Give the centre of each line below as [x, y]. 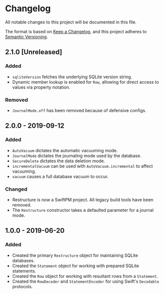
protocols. [22, 286]
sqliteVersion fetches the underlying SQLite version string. [72, 77]
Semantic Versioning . [26, 37]
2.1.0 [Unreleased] [34, 52]
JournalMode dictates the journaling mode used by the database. [77, 156]
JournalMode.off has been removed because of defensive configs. [79, 110]
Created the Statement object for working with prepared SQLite [76, 266]
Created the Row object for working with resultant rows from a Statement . [85, 276]
